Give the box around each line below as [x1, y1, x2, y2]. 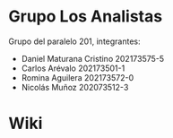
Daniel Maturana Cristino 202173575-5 [21, 53, 165, 64]
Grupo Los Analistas [8, 6, 163, 27]
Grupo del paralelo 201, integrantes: [8, 36, 141, 47]
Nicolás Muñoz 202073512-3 [21, 82, 129, 92]
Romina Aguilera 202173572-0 [21, 72, 134, 82]
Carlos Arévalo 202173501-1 [21, 63, 125, 73]
